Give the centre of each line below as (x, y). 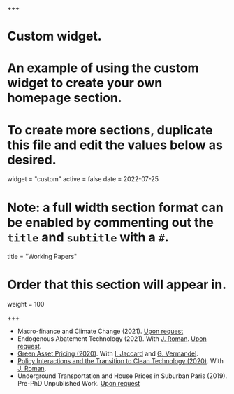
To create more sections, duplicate (110, 130)
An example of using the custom (103, 68)
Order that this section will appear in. (117, 285)
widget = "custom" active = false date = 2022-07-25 (83, 179)
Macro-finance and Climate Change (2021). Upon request (100, 331)
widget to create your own (85, 83)
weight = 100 (26, 304)
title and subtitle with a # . (88, 237)
